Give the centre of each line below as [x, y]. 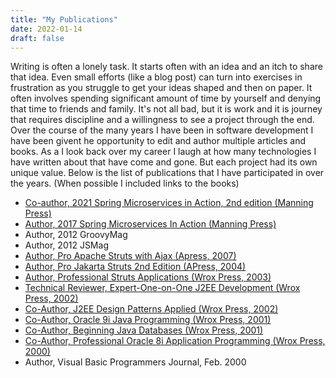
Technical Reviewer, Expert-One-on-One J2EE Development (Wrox [162, 288]
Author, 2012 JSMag [66, 245]
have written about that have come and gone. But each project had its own [164, 162]
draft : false [37, 38]
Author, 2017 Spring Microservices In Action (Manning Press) [150, 224]
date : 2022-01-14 [46, 29]
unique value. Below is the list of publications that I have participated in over [167, 173]
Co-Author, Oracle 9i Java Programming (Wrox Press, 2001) [148, 320]
